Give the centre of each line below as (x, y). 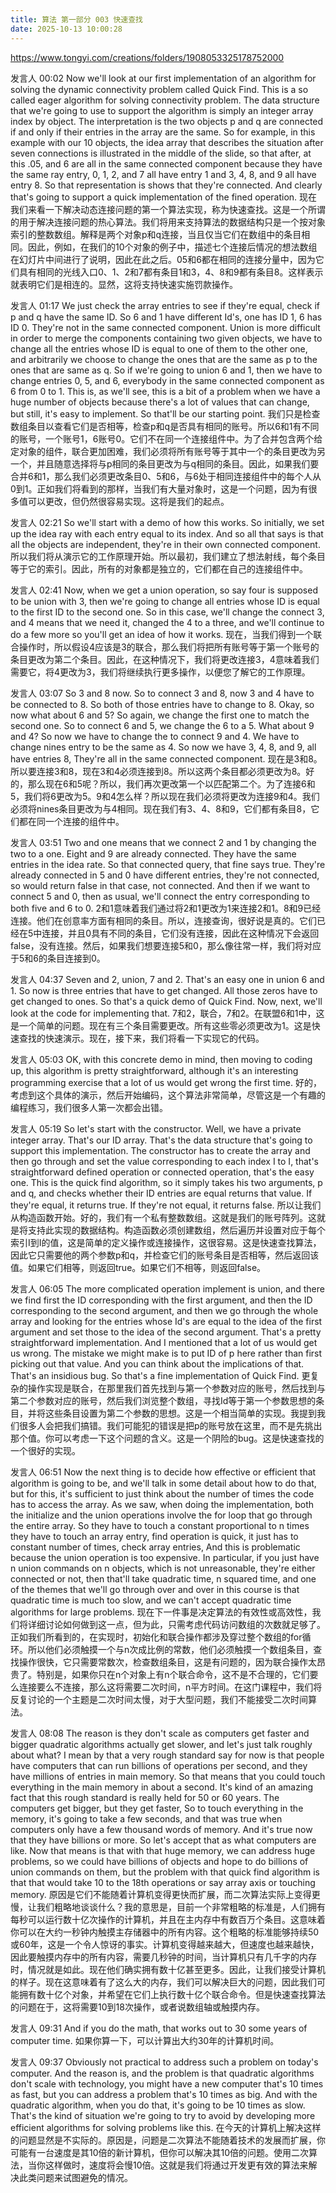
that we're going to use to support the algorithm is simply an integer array (162, 110)
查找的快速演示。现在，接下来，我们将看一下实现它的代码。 (141, 1038)
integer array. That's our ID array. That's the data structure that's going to (161, 1140)
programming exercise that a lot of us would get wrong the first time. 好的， (166, 1082)
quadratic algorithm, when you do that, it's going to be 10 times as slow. (158, 2105)
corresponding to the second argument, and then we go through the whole (164, 1310)
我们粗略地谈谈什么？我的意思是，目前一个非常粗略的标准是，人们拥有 (181, 1907)
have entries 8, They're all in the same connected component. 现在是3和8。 (166, 758)
